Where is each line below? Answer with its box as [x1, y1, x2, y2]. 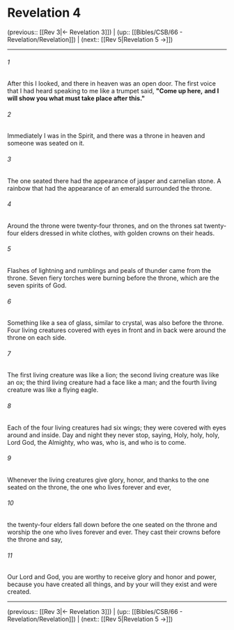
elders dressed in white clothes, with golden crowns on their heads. [20, 228, 215, 237]
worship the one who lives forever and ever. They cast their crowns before [7, 528, 221, 536]
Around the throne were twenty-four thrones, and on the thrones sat [7, 221, 203, 230]
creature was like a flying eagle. [7, 386, 99, 394]
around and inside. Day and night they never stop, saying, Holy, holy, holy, [7, 430, 220, 439]
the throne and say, [7, 535, 63, 544]
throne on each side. [7, 333, 67, 342]
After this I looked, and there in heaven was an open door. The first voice [7, 79, 216, 88]
